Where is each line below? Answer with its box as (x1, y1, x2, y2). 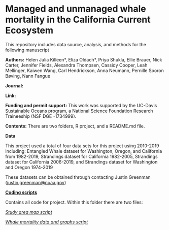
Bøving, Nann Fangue (5, 73, 51, 79)
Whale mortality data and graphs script (5, 219, 88, 225)
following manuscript (5, 47, 49, 53)
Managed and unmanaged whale (5, 3, 146, 15)
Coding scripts (5, 189, 37, 195)
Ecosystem (5, 25, 54, 36)
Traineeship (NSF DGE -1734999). (5, 113, 77, 119)
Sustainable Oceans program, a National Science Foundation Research (5, 108, 153, 114)
